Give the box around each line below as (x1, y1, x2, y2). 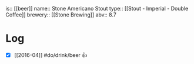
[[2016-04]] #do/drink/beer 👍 (14, 51, 88, 58)
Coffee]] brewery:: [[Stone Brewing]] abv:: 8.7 (5, 11, 117, 18)
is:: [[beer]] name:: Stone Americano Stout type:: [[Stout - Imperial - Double (5, 5, 189, 12)
